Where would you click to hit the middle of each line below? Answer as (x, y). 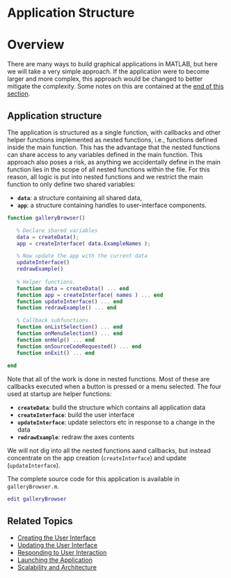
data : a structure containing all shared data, (80, 197)
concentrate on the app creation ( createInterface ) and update (97, 458)
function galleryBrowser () (46, 218)
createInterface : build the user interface (76, 415)
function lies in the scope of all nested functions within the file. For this (109, 169)
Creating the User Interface (56, 538)
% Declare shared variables (57, 230)
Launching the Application (55, 560)
